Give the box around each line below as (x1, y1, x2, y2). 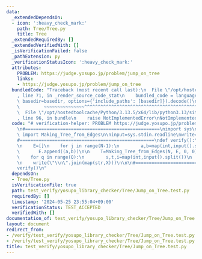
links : (17, 76, 34, 82)
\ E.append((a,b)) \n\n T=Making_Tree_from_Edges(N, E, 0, (17, 148, 189, 154)
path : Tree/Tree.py (17, 25, 66, 32)
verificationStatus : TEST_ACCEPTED (11, 204, 101, 210)
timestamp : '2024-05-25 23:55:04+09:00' (11, 199, 114, 205)
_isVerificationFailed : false (11, 48, 87, 54)
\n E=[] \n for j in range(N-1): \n (17, 142, 120, 149)
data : (6, 8, 20, 15)
